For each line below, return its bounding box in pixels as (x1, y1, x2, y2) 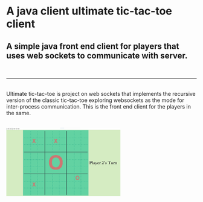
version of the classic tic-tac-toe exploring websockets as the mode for (6, 96, 184, 104)
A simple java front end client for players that (6, 41, 179, 51)
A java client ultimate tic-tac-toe (6, 4, 172, 18)
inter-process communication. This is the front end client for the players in (6, 103, 192, 110)
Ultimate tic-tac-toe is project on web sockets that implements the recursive (6, 90, 196, 97)
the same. (6, 110, 31, 116)
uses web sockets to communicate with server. (6, 50, 188, 61)
